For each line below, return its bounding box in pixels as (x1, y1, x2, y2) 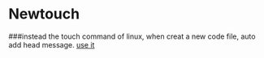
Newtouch (8, 5, 80, 23)
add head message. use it (8, 39, 95, 49)
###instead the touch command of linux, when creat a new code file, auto (8, 31, 256, 41)
